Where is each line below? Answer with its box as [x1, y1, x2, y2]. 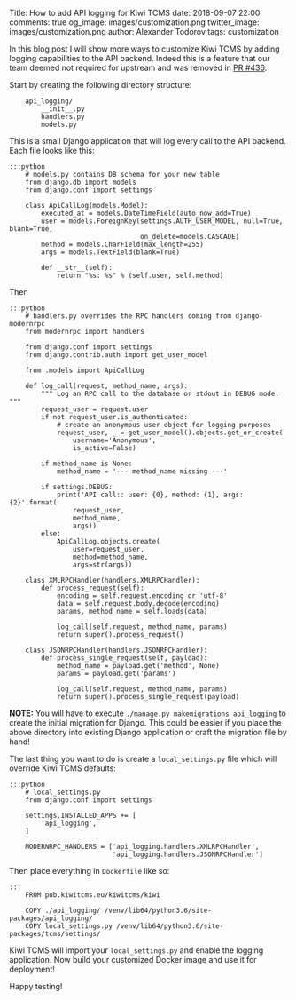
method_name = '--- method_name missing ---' [56, 467, 228, 476]
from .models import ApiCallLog [25, 366, 144, 375]
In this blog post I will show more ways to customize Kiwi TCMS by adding [9, 44, 281, 54]
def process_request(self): [41, 583, 144, 592]
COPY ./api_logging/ [25, 906, 101, 915]
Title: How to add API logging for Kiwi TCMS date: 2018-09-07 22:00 [9, 8, 261, 18]
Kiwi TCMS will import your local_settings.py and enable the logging [9, 945, 264, 956]
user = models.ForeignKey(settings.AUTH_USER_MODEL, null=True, [41, 217, 284, 226]
